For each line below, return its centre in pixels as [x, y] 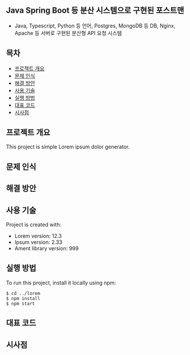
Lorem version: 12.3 [38, 236]
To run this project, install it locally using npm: [61, 282]
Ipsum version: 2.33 [38, 242]
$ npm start [20, 304]
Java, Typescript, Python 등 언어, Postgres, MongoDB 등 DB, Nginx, [95, 26]
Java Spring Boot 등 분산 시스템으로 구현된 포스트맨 [95, 11]
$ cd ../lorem [23, 293]
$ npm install [23, 298]
